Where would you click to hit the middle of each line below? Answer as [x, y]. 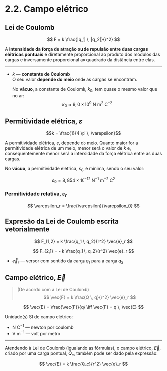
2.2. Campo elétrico [47, 9]
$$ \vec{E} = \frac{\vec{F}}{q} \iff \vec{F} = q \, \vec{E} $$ [83, 307]
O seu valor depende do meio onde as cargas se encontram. [75, 79]
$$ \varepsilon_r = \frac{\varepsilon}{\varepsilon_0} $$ [83, 206]
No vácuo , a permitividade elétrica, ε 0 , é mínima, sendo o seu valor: [75, 169]
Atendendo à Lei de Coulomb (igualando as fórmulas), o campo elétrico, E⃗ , [83, 348]
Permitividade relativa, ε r [36, 194]
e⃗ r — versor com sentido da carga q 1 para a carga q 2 [68, 261]
